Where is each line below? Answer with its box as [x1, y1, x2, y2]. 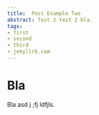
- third [7, 42, 29, 49]
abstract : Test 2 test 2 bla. [7, 16, 94, 23]
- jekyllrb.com [7, 49, 51, 55]
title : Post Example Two [7, 10, 81, 17]
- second [7, 36, 32, 42]
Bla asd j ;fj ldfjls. [7, 100, 55, 108]
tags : [7, 23, 23, 29]
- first [7, 29, 29, 36]
